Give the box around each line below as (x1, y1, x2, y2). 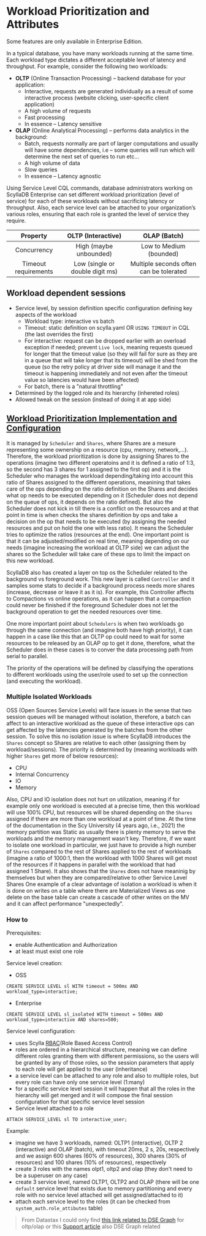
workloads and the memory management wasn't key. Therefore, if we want (6, 834, 196, 842)
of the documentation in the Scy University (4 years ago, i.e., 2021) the (6, 822, 185, 829)
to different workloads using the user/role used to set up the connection (6, 670, 188, 678)
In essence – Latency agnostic (24, 172, 101, 179)
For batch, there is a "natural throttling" (24, 383, 124, 390)
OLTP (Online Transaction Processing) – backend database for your (15, 74, 186, 82)
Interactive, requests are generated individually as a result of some (24, 87, 193, 95)
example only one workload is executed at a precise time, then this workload (6, 802, 200, 809)
